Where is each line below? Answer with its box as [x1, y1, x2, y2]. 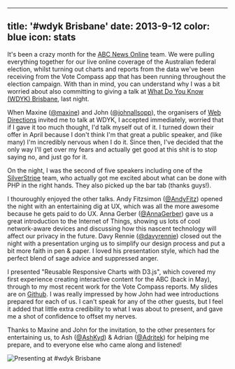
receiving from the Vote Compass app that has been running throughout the [7, 72, 226, 80]
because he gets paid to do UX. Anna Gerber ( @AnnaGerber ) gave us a [7, 209, 213, 217]
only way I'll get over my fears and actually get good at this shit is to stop [7, 145, 218, 154]
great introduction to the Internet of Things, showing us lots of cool [7, 217, 201, 225]
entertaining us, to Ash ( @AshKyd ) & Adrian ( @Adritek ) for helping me [7, 333, 210, 341]
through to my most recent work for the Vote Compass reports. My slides [7, 282, 218, 291]
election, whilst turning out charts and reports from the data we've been [7, 64, 215, 73]
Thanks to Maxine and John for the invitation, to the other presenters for [7, 326, 215, 334]
